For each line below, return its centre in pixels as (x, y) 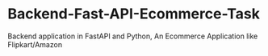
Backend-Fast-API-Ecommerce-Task (134, 14)
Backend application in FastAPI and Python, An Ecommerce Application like (133, 36)
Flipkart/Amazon (35, 44)
